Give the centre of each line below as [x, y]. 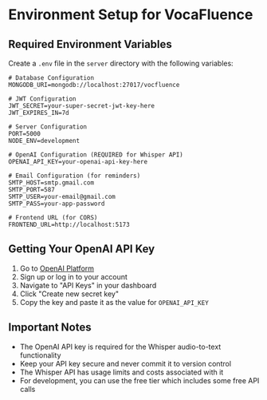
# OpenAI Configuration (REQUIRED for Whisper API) [96, 155]
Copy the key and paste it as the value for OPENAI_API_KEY [114, 302]
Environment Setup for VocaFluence [131, 15]
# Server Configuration [48, 127]
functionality [40, 355]
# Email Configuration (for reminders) [75, 176]
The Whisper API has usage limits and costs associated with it [122, 372]
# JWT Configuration [43, 99]
